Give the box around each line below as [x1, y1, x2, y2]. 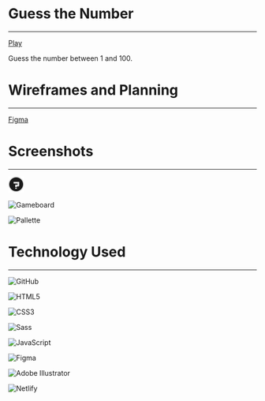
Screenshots [8, 143, 94, 160]
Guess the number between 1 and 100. [8, 53, 132, 63]
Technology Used [8, 243, 126, 260]
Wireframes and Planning [8, 81, 179, 99]
